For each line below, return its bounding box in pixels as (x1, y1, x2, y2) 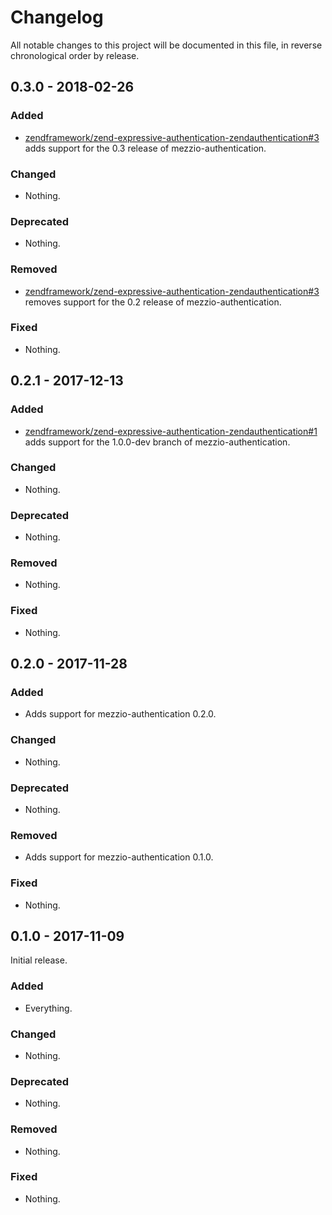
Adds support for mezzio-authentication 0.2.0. (24, 708, 217, 720)
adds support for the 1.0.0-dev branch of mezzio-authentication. (24, 436, 291, 448)
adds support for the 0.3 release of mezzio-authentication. (24, 142, 267, 154)
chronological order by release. (10, 49, 140, 61)
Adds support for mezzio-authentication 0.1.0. (24, 851, 214, 863)
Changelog (10, 6, 104, 29)
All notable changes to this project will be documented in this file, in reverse (10, 39, 323, 51)
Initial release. (10, 954, 68, 966)
